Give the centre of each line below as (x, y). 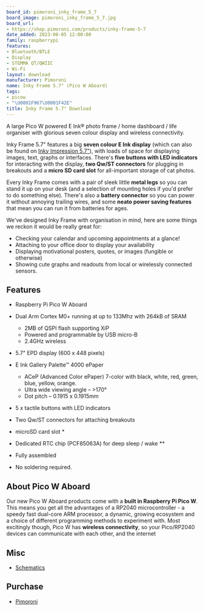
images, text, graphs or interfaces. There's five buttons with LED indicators (102, 157)
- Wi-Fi (16, 69)
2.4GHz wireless (45, 341)
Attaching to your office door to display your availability (85, 244)
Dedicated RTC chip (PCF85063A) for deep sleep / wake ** (90, 444)
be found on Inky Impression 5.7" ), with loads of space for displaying (93, 151)
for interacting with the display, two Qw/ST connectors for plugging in (95, 164)
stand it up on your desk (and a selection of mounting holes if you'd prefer (100, 188)
